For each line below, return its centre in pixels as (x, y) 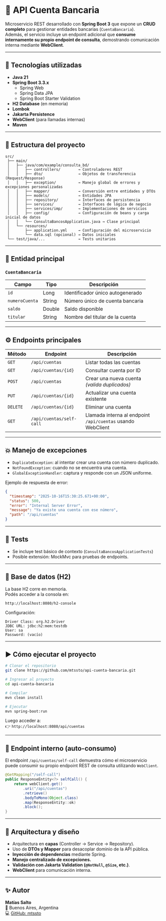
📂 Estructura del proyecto (45, 145)
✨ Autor (18, 890)
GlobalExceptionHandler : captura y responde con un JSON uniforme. (82, 473)
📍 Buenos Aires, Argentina (32, 908)
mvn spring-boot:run (26, 711)
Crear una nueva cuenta (113, 378)
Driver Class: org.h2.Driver (35, 622)
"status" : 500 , (25, 501)
